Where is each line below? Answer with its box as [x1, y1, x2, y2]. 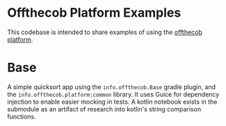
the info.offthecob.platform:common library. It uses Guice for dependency [7, 90, 220, 98]
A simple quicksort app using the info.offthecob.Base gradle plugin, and [7, 82, 216, 91]
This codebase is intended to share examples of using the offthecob [7, 28, 203, 36]
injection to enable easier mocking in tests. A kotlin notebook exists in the [7, 97, 218, 106]
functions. [7, 112, 36, 120]
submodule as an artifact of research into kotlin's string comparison [7, 104, 202, 113]
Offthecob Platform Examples [7, 5, 181, 21]
